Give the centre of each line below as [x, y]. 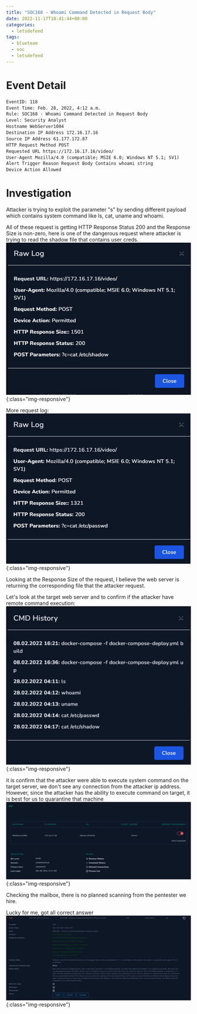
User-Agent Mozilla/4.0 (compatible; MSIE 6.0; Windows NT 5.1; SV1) [93, 157]
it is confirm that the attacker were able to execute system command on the [97, 781]
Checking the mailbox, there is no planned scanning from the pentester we [96, 895]
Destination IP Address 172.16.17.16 [52, 133]
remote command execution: [41, 603]
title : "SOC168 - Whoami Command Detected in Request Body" [81, 12]
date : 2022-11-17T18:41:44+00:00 [47, 18]
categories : [21, 25]
